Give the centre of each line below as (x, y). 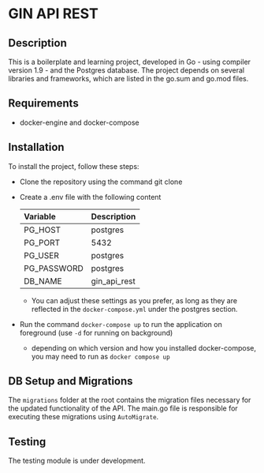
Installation (36, 147)
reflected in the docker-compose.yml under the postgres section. (134, 309)
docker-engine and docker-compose (79, 122)
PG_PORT (42, 242)
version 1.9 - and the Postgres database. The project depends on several (126, 70)
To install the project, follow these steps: (74, 166)
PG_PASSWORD (54, 268)
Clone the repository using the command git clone (101, 182)
